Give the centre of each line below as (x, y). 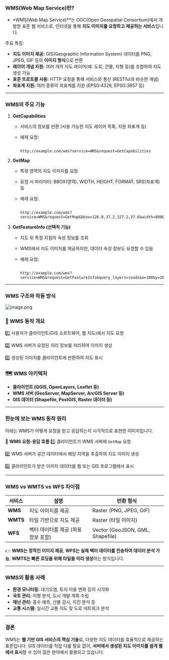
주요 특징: (15, 43)
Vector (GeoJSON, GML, (121, 530)
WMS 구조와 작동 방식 (30, 296)
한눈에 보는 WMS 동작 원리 (36, 419)
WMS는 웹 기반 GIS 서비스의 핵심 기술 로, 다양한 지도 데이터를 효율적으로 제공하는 (84, 639)
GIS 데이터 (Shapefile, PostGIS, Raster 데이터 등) (62, 400)
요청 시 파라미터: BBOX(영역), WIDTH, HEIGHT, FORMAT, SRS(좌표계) (90, 181)
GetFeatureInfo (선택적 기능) (41, 227)
